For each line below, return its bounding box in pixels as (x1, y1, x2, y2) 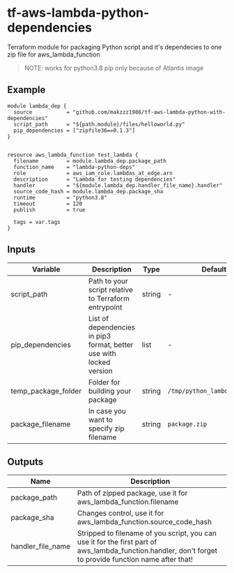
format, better (88, 340, 134, 350)
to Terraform (88, 293, 130, 303)
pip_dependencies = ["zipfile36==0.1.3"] (13, 127, 136, 134)
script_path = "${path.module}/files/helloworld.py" (13, 121, 186, 128)
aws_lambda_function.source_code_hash (77, 517, 212, 527)
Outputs (7, 456, 44, 468)
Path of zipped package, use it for (77, 489, 188, 498)
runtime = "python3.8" (13, 194, 108, 201)
